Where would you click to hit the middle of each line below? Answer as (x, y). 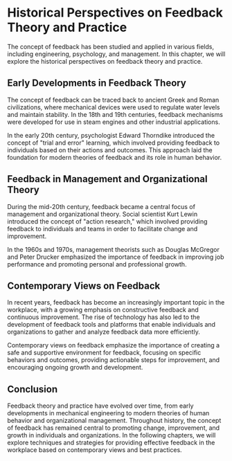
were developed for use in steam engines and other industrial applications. (114, 122)
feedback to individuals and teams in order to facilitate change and (102, 228)
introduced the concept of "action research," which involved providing (107, 221)
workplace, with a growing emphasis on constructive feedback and (103, 310)
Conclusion (33, 389)
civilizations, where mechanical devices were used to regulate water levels (114, 107)
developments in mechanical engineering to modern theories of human (108, 413)
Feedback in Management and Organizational (107, 179)
